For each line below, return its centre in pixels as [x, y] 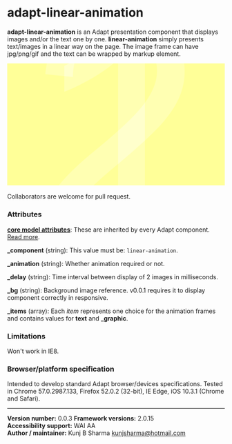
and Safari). [24, 398]
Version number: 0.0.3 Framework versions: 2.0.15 [80, 418]
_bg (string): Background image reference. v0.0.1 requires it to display [106, 290]
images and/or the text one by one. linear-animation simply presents [105, 39]
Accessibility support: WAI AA [51, 426]
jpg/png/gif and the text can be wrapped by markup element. [94, 54]
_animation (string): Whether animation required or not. [86, 263]
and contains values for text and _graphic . [68, 318]
